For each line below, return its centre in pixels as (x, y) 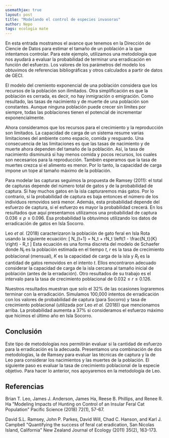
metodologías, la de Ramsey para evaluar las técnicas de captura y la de (80, 354)
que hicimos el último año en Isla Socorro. (49, 315)
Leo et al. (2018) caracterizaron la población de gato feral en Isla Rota (78, 233)
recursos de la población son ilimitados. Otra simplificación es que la (77, 91)
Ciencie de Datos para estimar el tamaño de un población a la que (74, 49)
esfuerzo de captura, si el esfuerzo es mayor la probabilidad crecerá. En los (84, 207)
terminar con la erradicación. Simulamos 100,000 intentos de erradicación (82, 294)
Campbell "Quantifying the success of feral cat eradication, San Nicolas (80, 425)
